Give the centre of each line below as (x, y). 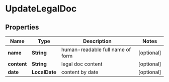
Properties (22, 27)
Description (97, 41)
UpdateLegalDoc (41, 9)
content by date (80, 72)
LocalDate (44, 72)
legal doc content (82, 64)
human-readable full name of (96, 49)
